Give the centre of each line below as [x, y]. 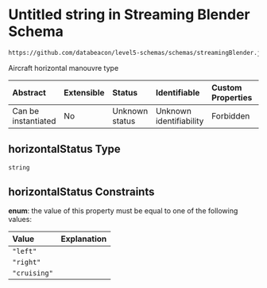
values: [20, 220]
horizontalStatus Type [64, 149]
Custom [227, 88]
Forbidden [231, 115]
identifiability [180, 121]
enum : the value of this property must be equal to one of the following [123, 211]
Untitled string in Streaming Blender [129, 15]
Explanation [84, 239]
